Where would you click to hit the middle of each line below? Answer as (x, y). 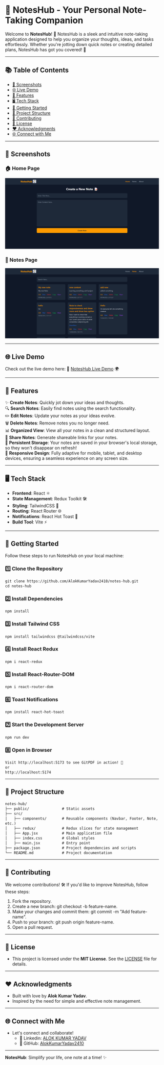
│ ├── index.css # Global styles (50, 838)
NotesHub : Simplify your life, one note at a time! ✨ (56, 1058)
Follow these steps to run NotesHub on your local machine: (64, 555)
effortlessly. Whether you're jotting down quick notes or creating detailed (79, 44)
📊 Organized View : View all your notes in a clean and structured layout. (78, 430)
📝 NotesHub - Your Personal (63, 10)
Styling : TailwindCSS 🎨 (35, 506)
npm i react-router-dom (29, 687)
